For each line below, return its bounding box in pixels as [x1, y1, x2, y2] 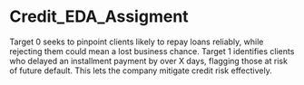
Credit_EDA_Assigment [9, 6, 189, 27]
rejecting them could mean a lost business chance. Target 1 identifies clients [9, 45, 295, 56]
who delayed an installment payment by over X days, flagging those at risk [9, 55, 289, 66]
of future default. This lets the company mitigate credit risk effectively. [9, 65, 272, 76]
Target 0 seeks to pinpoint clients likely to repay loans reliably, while [9, 36, 264, 47]
